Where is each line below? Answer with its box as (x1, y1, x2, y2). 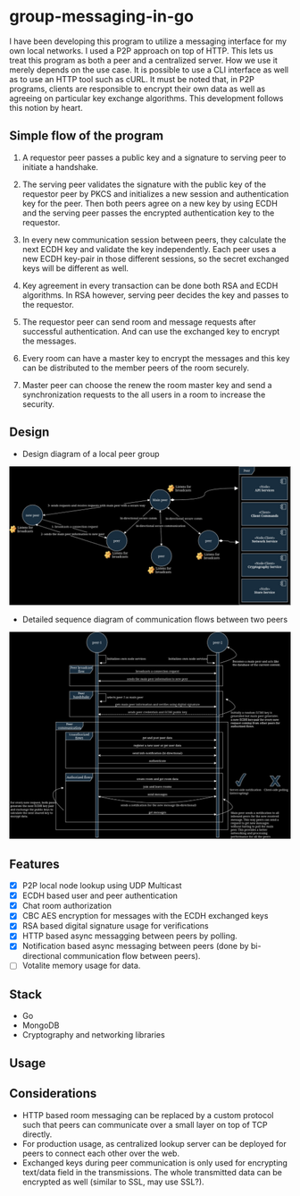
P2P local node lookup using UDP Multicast (21, 880, 182, 891)
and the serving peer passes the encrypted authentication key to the (21, 208, 275, 218)
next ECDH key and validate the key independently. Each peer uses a (21, 243, 277, 254)
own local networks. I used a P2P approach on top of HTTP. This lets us (9, 45, 274, 55)
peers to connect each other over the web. (21, 1148, 180, 1158)
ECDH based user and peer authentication (21, 890, 179, 901)
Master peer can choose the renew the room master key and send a (21, 379, 272, 390)
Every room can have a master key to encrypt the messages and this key (21, 352, 290, 363)
